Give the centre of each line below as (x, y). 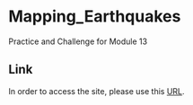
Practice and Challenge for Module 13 (78, 41)
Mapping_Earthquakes (95, 17)
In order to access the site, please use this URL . (96, 91)
